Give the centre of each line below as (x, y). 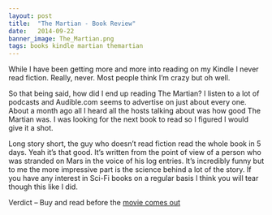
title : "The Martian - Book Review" (72, 24)
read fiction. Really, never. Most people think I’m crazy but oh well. (119, 78)
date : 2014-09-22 (41, 31)
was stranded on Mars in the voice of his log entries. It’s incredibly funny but (136, 161)
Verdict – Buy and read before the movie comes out (95, 203)
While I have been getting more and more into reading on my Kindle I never (134, 69)
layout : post (30, 16)
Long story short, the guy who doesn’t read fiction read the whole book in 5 (135, 144)
